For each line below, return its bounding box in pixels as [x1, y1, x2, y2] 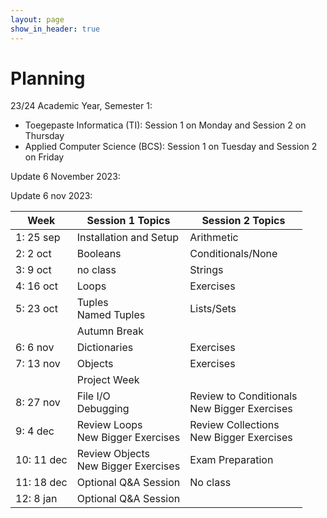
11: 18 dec [15, 476, 68, 490]
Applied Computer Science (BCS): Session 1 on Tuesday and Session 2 [24, 141, 318, 153]
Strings [189, 263, 224, 277]
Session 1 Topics [86, 214, 171, 228]
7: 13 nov [15, 357, 61, 371]
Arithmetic [189, 231, 239, 245]
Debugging [76, 402, 130, 416]
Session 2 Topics [201, 214, 286, 228]
